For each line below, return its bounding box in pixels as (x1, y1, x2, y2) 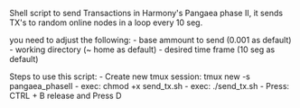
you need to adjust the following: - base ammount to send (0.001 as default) (9, 35, 292, 45)
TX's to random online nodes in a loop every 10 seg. (9, 17, 203, 28)
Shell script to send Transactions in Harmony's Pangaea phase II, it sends (9, 8, 283, 18)
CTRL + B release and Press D (9, 90, 122, 101)
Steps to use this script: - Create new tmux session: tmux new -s (9, 71, 251, 82)
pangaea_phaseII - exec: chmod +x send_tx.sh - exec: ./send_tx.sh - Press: (9, 81, 290, 91)
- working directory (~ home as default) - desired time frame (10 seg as (9, 44, 276, 55)
